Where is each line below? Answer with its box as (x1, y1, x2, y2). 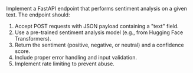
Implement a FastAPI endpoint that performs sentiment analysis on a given (6, 5, 187, 12)
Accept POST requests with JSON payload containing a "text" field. (14, 23, 179, 29)
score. (14, 48, 31, 55)
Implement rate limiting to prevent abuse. (14, 60, 115, 67)
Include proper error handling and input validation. (14, 54, 138, 61)
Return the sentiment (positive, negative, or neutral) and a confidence (14, 41, 184, 48)
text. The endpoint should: (6, 11, 70, 18)
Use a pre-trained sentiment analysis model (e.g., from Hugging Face (14, 29, 184, 36)
